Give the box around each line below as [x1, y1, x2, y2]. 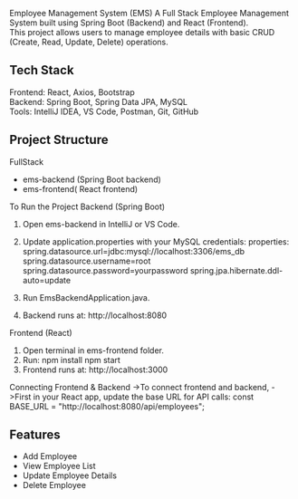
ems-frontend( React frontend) [22, 183, 139, 194]
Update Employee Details [22, 470, 118, 481]
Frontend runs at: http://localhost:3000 [22, 364, 168, 375]
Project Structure [9, 132, 109, 148]
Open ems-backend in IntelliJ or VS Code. [22, 218, 180, 229]
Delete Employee [22, 480, 86, 491]
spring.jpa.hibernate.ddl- [189, 264, 284, 275]
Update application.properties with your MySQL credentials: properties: [22, 235, 290, 247]
